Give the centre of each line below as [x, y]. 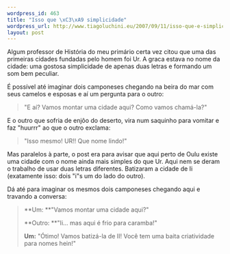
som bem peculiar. [33, 74]
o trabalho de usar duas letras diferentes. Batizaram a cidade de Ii [100, 169]
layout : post [26, 32]
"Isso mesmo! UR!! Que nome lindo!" [75, 141]
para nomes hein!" [50, 244]
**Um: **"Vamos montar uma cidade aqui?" [86, 210]
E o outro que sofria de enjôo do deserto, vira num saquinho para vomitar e [113, 121]
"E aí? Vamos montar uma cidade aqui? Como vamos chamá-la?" [115, 107]
